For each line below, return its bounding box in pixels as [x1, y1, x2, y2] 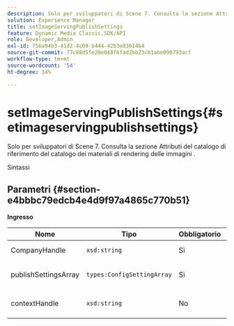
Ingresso [7, 213, 33, 222]
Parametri [7, 183, 51, 195]
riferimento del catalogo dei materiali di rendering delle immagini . [7, 150, 196, 158]
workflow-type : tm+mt [7, 56, 70, 63]
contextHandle [10, 299, 59, 309]
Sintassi [7, 163, 30, 171]
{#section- [52, 183, 101, 195]
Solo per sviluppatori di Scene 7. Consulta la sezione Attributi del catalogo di [7, 142, 226, 150]
